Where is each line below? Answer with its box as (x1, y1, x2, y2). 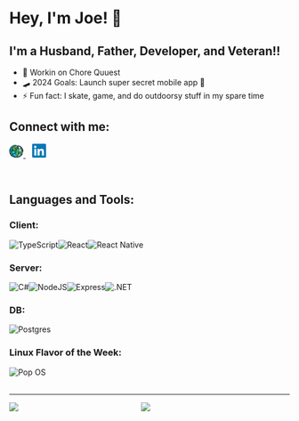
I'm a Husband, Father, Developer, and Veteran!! (9, 44, 281, 59)
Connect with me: (9, 119, 110, 134)
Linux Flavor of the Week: (9, 346, 122, 359)
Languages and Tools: (9, 192, 135, 207)
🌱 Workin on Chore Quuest (21, 67, 121, 77)
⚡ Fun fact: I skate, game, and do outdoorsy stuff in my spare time (21, 91, 264, 101)
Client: (9, 219, 39, 231)
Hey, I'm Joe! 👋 (9, 8, 123, 28)
